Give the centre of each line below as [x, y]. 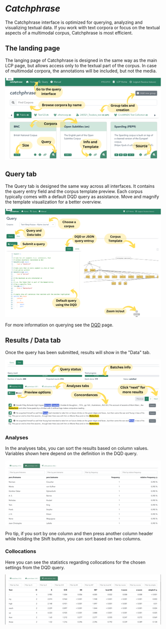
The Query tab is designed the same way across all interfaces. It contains [80, 186]
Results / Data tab [33, 340]
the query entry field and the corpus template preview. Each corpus [74, 191]
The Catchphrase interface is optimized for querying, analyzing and [74, 22]
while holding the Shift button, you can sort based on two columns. [73, 539]
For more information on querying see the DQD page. [59, 325]
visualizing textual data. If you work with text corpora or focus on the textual [83, 27]
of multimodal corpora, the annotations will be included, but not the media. [81, 71]
